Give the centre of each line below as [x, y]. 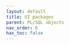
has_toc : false [25, 33]
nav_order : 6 [22, 28]
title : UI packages [30, 17]
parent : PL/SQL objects [35, 22]
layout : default [26, 11]
